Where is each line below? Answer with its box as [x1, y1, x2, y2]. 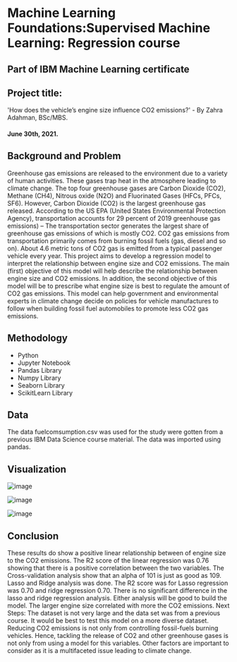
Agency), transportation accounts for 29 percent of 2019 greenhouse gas [7, 214, 221, 222]
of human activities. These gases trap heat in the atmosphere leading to [7, 176, 217, 185]
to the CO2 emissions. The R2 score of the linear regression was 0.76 [7, 557, 209, 565]
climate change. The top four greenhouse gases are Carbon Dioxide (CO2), [7, 184, 226, 192]
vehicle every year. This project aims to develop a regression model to [7, 251, 212, 260]
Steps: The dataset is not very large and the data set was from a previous [7, 609, 221, 617]
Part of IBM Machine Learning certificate [7, 63, 190, 75]
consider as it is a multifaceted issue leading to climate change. [7, 646, 192, 655]
